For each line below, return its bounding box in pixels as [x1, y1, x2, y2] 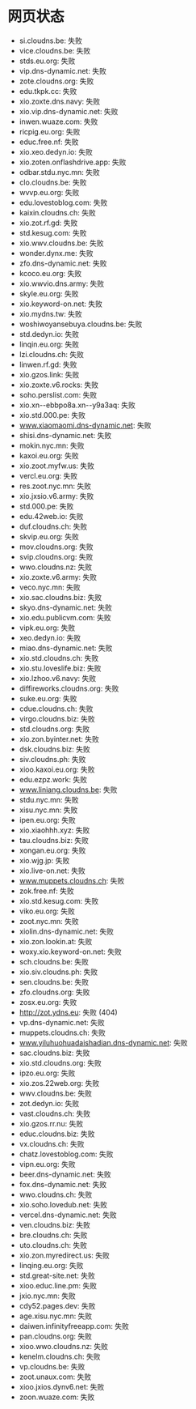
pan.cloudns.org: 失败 [19, 1331, 92, 1341]
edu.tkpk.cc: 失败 [19, 86, 77, 96]
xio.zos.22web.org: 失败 [19, 1078, 100, 1088]
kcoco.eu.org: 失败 [19, 268, 82, 278]
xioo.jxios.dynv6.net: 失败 [19, 1381, 105, 1391]
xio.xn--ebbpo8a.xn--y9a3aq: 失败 [19, 400, 136, 410]
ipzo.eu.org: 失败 [19, 1068, 76, 1078]
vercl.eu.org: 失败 [19, 470, 78, 480]
